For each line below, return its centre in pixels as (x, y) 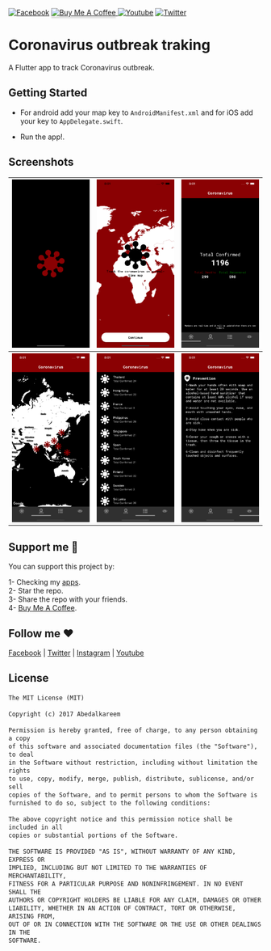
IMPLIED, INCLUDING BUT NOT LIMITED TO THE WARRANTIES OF (108, 868)
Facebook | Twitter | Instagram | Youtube (76, 653)
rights (19, 771)
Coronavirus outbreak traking (110, 45)
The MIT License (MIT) (46, 698)
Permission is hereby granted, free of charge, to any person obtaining (133, 730)
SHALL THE (25, 892)
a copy (19, 738)
